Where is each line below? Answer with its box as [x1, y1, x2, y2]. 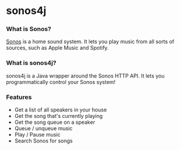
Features [6, 93, 32, 101]
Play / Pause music [14, 131, 61, 138]
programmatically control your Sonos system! [6, 78, 116, 85]
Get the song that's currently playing [14, 113, 103, 120]
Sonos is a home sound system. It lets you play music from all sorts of [6, 38, 174, 45]
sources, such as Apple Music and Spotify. [6, 44, 109, 51]
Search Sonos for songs [14, 137, 73, 144]
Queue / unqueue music [14, 125, 73, 132]
